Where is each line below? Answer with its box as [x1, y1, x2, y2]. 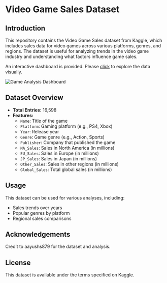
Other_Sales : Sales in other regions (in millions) [20, 161, 119, 167]
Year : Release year [20, 128, 59, 134]
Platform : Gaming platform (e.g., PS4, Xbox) [20, 123, 113, 129]
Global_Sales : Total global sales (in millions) [20, 166, 112, 173]
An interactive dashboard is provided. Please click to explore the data [5, 64, 151, 69]
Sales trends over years [12, 205, 62, 211]
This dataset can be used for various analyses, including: [5, 194, 125, 201]
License [5, 258, 31, 267]
